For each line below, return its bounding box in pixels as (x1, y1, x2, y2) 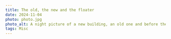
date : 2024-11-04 (5, 12, 42, 17)
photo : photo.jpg (5, 17, 42, 22)
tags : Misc (5, 26, 28, 31)
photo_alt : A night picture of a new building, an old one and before (5, 21, 158, 27)
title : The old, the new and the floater (5, 7, 95, 13)
